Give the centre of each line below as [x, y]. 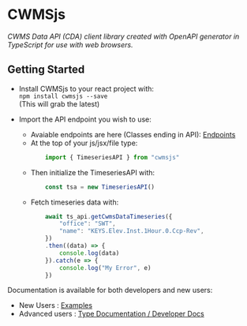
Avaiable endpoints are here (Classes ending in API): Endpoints [133, 134]
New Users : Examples [55, 305]
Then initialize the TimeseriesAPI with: [93, 172]
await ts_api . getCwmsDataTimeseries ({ [109, 216]
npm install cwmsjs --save [63, 96]
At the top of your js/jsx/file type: [84, 143]
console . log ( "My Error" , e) [105, 268]
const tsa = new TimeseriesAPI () [100, 187]
